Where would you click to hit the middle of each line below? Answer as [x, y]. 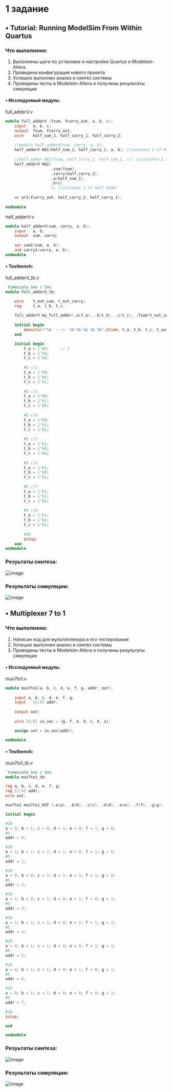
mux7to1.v [16, 678]
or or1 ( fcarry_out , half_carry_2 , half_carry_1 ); [69, 198]
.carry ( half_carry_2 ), [75, 174]
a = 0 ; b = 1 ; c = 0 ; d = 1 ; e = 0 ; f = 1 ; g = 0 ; [61, 828]
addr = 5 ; [16, 955]
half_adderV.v [20, 217]
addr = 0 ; [16, 838]
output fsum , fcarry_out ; [43, 131]
